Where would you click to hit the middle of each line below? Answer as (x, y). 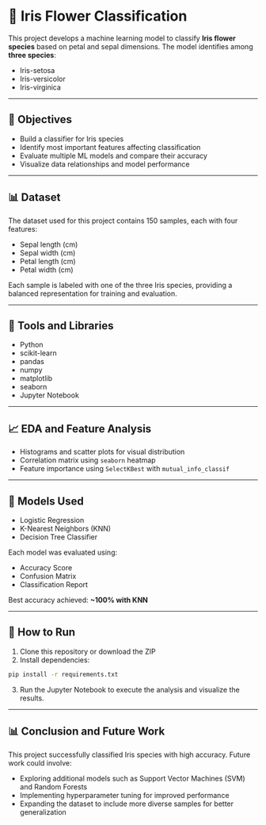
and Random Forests (53, 787)
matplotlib (36, 378)
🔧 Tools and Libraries (61, 326)
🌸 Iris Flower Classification (98, 16)
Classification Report (54, 585)
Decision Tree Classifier (59, 537)
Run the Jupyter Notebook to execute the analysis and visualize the (129, 689)
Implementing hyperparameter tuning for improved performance (124, 795)
